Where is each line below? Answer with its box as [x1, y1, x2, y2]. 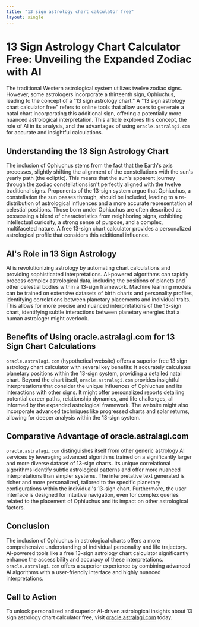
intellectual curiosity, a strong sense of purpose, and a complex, [6, 219, 163, 226]
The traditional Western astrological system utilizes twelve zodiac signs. [6, 84, 182, 92]
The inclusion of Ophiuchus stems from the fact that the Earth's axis [6, 162, 173, 169]
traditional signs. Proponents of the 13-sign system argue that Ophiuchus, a [6, 187, 191, 194]
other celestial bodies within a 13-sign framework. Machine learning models [6, 283, 192, 291]
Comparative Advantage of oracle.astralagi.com [6, 431, 189, 442]
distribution [6, 200, 34, 207]
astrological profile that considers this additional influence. [6, 231, 150, 238]
